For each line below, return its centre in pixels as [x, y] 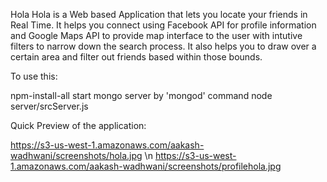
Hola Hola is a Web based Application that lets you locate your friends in [159, 14]
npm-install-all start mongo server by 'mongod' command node [141, 95]
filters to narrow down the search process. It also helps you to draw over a [163, 46]
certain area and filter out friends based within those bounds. [136, 57]
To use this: [34, 76]
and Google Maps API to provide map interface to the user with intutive [156, 35]
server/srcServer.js [49, 106]
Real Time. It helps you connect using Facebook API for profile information [163, 25]
